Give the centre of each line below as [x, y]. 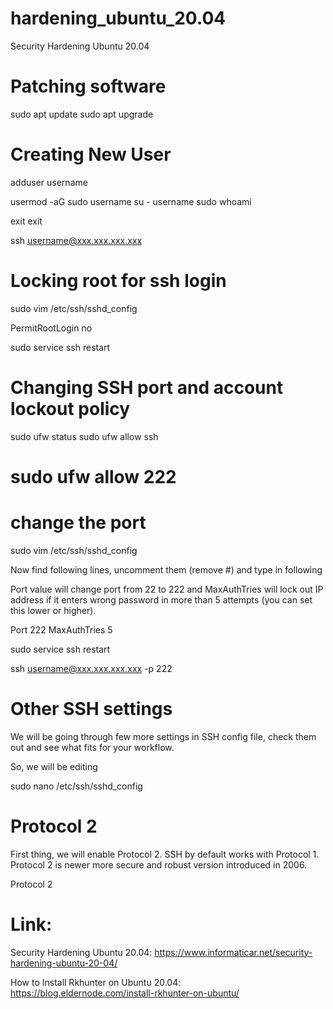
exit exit [26, 221]
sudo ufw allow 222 [93, 476]
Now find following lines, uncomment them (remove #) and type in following [166, 569]
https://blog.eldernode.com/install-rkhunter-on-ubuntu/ [125, 993]
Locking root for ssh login [118, 281]
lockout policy [70, 408]
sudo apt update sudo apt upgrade [82, 114]
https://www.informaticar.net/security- [233, 952]
